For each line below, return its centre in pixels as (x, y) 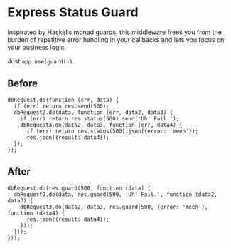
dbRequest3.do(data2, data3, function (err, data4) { (101, 125)
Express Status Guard (73, 12)
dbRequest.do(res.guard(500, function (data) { (79, 188)
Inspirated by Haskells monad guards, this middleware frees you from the (115, 32)
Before (22, 84)
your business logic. (37, 47)
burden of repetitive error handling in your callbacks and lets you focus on (116, 39)
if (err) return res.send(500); (62, 106)
